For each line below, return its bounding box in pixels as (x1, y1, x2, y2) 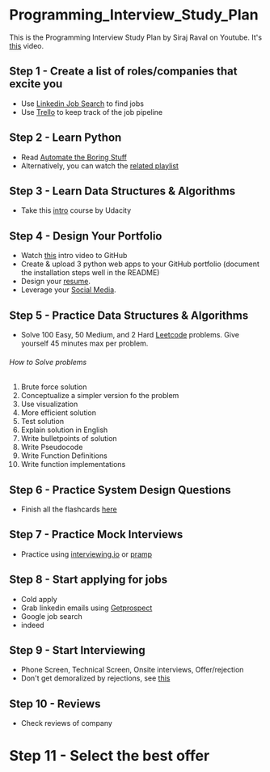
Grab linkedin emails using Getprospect (20, 603, 153, 613)
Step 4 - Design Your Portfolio (9, 229, 162, 243)
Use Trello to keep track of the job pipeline (20, 107, 163, 117)
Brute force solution (20, 382, 87, 392)
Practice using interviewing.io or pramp (20, 549, 153, 559)
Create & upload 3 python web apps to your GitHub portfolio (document (20, 259, 259, 269)
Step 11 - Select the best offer (9, 747, 210, 766)
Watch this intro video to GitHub (20, 251, 128, 261)
